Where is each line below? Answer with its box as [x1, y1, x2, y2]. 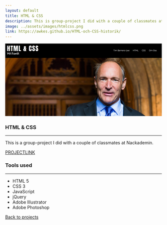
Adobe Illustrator [12, 199, 47, 205]
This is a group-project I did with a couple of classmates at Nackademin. [5, 140, 154, 146]
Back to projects [5, 214, 39, 220]
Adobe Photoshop [12, 204, 50, 210]
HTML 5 [12, 178, 29, 184]
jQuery [12, 194, 26, 200]
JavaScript [12, 188, 35, 194]
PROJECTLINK [5, 149, 35, 155]
